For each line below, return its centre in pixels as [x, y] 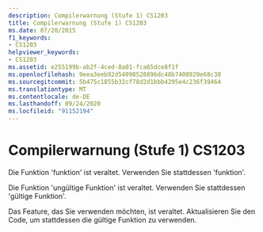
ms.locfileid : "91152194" [51, 112]
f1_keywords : [30, 38]
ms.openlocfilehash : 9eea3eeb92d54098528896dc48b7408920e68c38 [115, 74]
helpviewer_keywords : [44, 52]
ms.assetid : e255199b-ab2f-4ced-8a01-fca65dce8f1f [93, 67]
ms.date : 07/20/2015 [42, 30]
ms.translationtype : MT [48, 89]
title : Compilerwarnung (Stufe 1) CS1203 [78, 23]
